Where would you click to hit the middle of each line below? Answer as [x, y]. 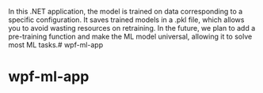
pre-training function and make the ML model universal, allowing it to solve [130, 36]
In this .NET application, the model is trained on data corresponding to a [126, 11]
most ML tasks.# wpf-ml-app [56, 45]
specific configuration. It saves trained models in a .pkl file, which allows [126, 20]
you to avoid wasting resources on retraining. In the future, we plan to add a [132, 28]
